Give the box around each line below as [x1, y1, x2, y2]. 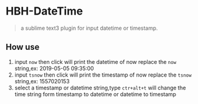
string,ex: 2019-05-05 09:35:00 [14, 64, 94, 72]
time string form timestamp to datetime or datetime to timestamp [14, 90, 177, 98]
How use [5, 42, 40, 52]
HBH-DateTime [5, 4, 83, 18]
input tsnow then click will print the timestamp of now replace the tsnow [14, 71, 192, 78]
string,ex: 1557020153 [14, 77, 70, 85]
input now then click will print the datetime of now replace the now [14, 58, 177, 65]
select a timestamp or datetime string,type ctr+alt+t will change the [14, 84, 186, 91]
